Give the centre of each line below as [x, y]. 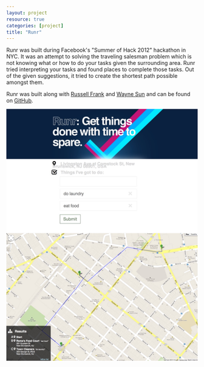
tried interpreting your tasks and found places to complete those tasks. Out [100, 69]
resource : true [25, 19]
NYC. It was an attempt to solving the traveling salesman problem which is [99, 57]
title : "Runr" [24, 32]
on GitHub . [20, 101]
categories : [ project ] [35, 26]
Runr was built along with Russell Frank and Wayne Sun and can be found [98, 94]
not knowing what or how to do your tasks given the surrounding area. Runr [101, 63]
